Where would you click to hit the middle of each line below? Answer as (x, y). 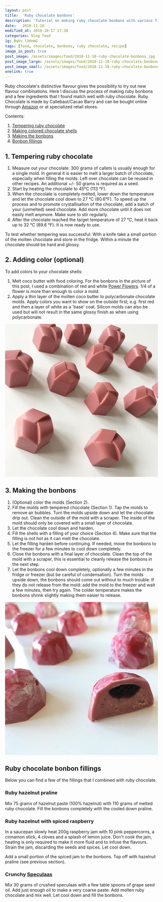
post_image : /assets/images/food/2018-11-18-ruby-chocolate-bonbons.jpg (80, 56)
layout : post (18, 10)
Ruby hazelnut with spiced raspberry (49, 821)
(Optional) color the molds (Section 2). (50, 502)
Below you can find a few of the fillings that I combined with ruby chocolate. (81, 780)
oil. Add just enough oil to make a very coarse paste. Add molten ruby (75, 890)
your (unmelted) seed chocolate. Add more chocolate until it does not (81, 209)
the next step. (26, 564)
